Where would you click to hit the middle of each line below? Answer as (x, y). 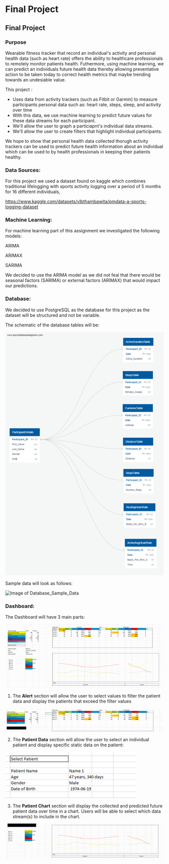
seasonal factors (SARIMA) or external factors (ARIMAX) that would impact (83, 281)
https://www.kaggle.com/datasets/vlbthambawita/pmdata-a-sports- (76, 202)
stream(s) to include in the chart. (46, 816)
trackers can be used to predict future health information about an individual (84, 146)
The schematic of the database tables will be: (52, 325)
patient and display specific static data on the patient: (68, 745)
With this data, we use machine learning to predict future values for (82, 115)
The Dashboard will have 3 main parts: (45, 617)
